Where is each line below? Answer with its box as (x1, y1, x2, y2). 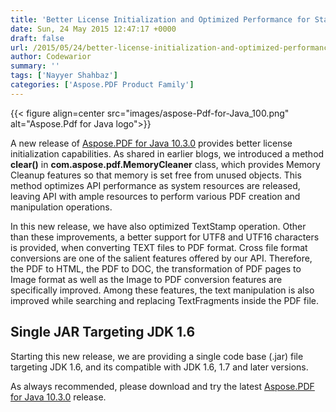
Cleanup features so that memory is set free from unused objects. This (10, 169, 302, 181)
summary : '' (10, 61, 60, 71)
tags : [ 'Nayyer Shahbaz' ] (10, 71, 118, 81)
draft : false (10, 33, 65, 43)
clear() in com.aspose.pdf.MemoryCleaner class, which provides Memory (10, 158, 321, 170)
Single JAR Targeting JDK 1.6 (10, 324, 196, 341)
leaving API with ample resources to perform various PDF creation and (10, 190, 301, 202)
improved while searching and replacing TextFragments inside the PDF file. (10, 294, 319, 306)
